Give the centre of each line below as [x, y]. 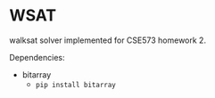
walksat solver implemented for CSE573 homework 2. [108, 40]
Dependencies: [37, 57]
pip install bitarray [75, 85]
